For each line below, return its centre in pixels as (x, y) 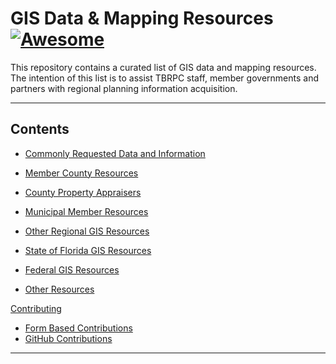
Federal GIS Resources (72, 269)
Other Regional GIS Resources (87, 231)
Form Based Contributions (78, 328)
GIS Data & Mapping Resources (142, 18)
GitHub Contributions (68, 338)
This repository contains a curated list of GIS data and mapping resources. (163, 67)
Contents (40, 129)
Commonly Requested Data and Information (115, 153)
